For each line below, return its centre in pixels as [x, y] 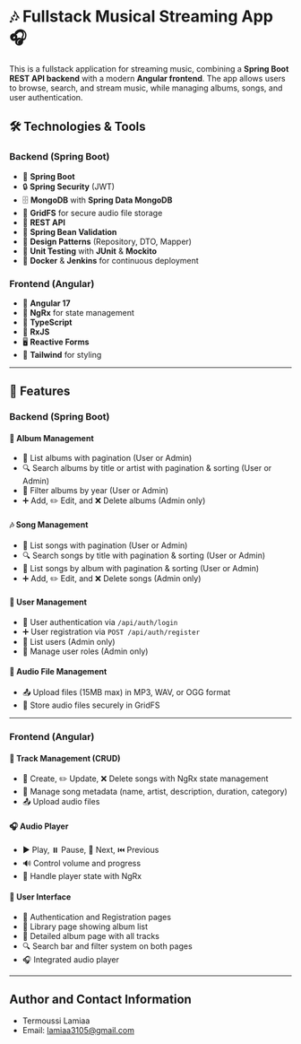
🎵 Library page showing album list [85, 927]
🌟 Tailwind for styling [62, 354]
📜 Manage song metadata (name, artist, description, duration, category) [155, 792]
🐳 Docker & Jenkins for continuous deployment [110, 260]
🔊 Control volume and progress [82, 864]
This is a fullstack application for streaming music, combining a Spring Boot [149, 68]
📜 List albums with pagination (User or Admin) [107, 458]
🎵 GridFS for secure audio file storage [92, 213]
